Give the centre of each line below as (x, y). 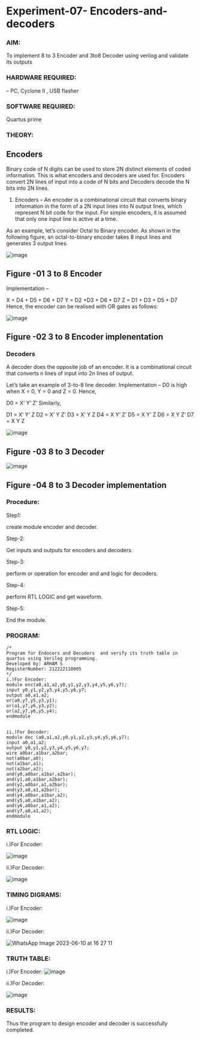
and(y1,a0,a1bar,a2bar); (37, 779)
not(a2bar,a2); (25, 769)
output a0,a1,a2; (28, 695)
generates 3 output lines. (37, 243)
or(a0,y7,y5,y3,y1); (32, 701)
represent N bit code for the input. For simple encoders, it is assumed (101, 212)
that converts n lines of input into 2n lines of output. (70, 373)
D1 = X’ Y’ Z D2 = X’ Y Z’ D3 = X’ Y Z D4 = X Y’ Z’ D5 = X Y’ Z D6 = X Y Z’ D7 (100, 415)
